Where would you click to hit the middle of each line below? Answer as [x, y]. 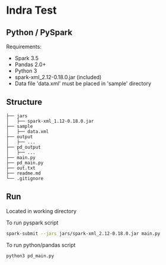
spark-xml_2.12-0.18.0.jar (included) [58, 77]
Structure [24, 102]
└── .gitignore [25, 178]
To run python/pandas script [41, 245]
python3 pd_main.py [30, 256]
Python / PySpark [39, 32]
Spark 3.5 [26, 58]
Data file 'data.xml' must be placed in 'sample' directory [83, 83]
